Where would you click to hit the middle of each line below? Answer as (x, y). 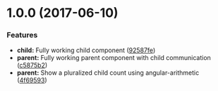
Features (22, 35)
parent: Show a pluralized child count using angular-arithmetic (108, 73)
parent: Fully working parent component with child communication (114, 58)
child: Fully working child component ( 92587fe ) (86, 50)
